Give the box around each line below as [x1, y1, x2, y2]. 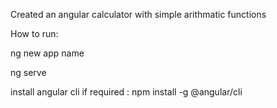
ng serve [10, 67, 47, 78]
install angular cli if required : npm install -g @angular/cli [10, 86, 243, 98]
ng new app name [10, 47, 85, 59]
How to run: [10, 28, 59, 39]
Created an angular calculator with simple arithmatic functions [10, 9, 267, 20]
